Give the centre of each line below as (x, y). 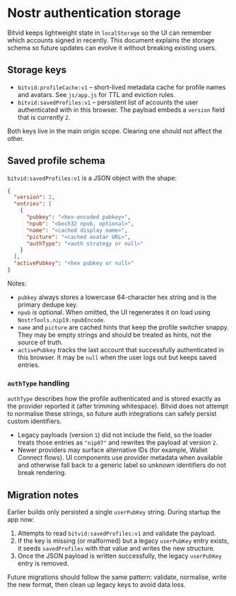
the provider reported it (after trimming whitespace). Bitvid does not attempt (118, 406)
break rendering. (42, 473)
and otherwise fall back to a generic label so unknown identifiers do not (122, 465)
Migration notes (43, 495)
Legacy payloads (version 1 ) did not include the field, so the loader (115, 435)
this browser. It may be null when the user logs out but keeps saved (117, 357)
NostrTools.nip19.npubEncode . (61, 320)
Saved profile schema (57, 161)
